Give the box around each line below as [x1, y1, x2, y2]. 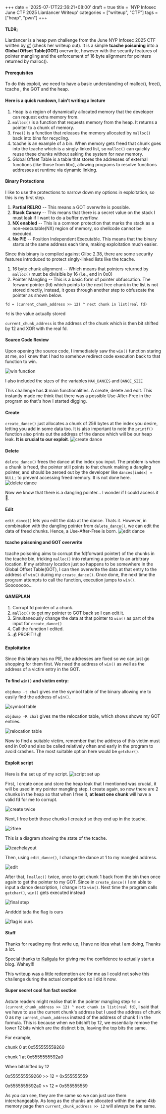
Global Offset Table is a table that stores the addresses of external [12, 156, 148, 162]
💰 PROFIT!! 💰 [12, 632, 42, 638]
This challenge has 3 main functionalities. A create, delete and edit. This [5, 388, 153, 394]
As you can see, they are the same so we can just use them [5, 1093, 127, 1099]
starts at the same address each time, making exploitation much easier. [12, 241, 158, 247]
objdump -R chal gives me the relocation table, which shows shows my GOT [5, 713, 161, 719]
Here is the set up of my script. [5, 771, 68, 777]
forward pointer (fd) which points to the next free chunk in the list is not [12, 281, 159, 288]
